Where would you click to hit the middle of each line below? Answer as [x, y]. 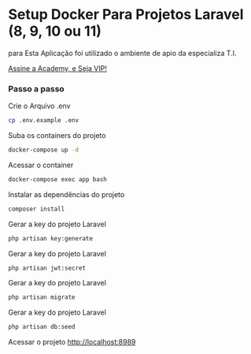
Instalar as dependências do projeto [66, 194]
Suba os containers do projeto [57, 136]
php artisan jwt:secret [47, 268]
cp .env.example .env [44, 121]
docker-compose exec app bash [58, 179]
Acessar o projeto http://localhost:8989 [72, 342]
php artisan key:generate [50, 238]
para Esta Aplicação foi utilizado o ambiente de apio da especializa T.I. [123, 53]
